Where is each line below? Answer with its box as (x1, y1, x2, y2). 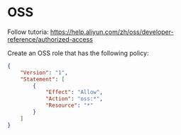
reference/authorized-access (7, 35, 94, 43)
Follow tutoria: (7, 28, 49, 36)
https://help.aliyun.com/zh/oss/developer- (50, 28, 174, 36)
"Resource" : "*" (45, 102, 94, 110)
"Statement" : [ (20, 76, 65, 83)
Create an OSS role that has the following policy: (7, 49, 149, 57)
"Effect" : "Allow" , (45, 89, 103, 96)
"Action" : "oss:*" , (45, 95, 103, 102)
